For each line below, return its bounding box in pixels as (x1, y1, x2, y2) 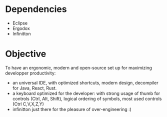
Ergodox (12, 25, 30, 31)
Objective (5, 48, 46, 59)
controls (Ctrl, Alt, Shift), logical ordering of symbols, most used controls (12, 95, 162, 101)
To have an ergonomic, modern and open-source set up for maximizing (5, 64, 152, 70)
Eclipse (12, 20, 28, 26)
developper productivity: (5, 70, 56, 76)
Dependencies (5, 3, 67, 15)
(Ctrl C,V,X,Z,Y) (12, 101, 44, 107)
